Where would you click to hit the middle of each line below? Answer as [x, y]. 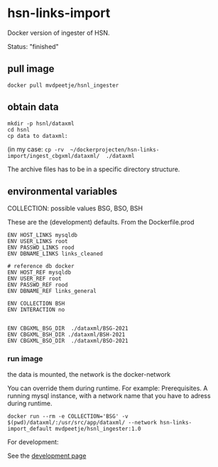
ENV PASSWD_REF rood [38, 285]
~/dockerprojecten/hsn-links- [115, 150]
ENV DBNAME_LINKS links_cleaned [55, 254]
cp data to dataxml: [38, 136]
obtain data [33, 107]
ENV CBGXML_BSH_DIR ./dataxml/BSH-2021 [66, 335]
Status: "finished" [33, 46]
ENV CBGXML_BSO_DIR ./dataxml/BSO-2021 [68, 341]
